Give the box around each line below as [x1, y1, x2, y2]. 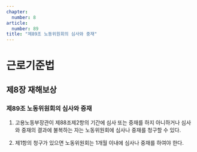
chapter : [6, 8, 28, 15]
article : [6, 20, 28, 26]
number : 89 [11, 25, 39, 32]
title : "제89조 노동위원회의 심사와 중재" [6, 31, 98, 37]
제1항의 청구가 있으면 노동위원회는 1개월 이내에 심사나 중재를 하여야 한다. [14, 139, 184, 146]
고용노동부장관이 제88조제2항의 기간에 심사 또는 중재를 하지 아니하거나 [14, 119, 180, 126]
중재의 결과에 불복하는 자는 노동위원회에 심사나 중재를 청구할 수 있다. [21, 127, 181, 133]
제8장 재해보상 [6, 85, 57, 95]
